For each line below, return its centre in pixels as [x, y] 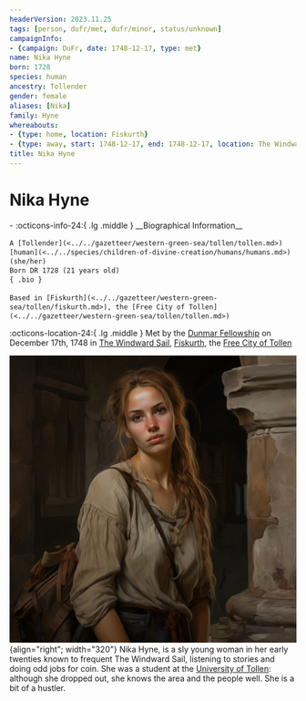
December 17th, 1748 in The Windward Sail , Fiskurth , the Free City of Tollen [151, 343]
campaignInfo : [36, 38]
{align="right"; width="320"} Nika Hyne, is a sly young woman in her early [149, 649]
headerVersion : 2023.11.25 [61, 19]
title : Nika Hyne [42, 154]
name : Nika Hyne [40, 58]
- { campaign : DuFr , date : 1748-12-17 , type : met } [106, 48]
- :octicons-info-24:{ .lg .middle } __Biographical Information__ [126, 225]
